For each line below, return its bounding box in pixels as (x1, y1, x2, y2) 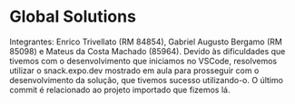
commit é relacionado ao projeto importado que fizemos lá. (9, 84, 231, 95)
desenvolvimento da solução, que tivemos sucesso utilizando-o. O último (9, 74, 284, 85)
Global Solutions (9, 6, 136, 27)
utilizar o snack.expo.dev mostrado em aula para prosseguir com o (9, 65, 260, 76)
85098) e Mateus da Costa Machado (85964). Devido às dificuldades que (9, 45, 286, 56)
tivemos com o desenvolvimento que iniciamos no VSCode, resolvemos (9, 55, 278, 66)
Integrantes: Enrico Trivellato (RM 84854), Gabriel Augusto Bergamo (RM (9, 36, 283, 47)
